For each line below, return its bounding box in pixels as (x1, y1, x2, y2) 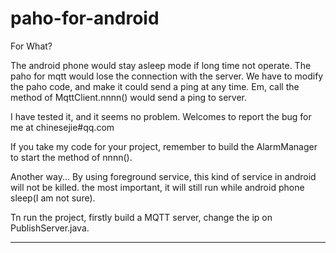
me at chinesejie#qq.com (10, 121, 115, 133)
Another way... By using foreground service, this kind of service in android (10, 170, 317, 182)
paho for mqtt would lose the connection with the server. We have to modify (10, 70, 324, 82)
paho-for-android (10, 7, 160, 30)
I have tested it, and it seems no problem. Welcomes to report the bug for (10, 110, 312, 122)
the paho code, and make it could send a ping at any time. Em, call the (10, 80, 300, 92)
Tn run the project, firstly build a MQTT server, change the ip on (10, 211, 273, 223)
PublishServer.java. (10, 222, 90, 234)
